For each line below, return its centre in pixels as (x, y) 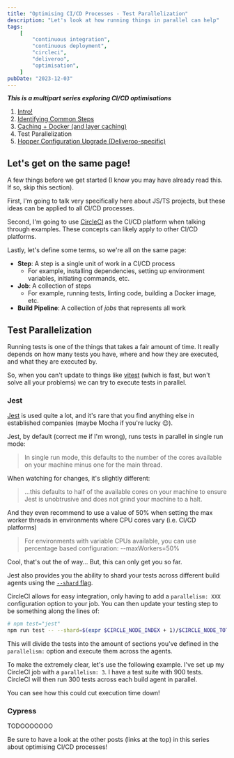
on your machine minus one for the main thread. (93, 465)
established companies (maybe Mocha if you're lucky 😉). (90, 423)
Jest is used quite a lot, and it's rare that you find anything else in (101, 416)
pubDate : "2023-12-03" (40, 78)
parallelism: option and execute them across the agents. (90, 651)
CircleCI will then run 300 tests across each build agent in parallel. (102, 679)
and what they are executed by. (52, 362)
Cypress (22, 711)
